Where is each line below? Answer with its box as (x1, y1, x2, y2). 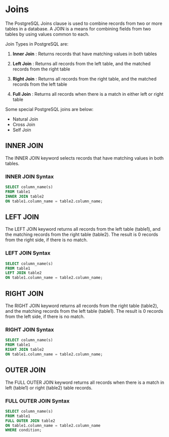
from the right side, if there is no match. (5, 237, 88, 243)
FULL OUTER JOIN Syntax (5, 397, 70, 404)
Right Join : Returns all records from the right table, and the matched (12, 76, 157, 82)
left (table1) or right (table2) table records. (5, 384, 93, 391)
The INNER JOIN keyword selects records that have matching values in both (5, 155, 164, 161)
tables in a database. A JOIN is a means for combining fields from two (5, 25, 151, 31)
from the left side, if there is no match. (5, 313, 85, 319)
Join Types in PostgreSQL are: (5, 41, 69, 47)
